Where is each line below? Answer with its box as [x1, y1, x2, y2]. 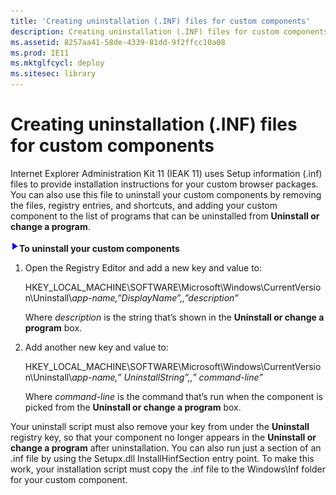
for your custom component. [10, 473, 128, 485]
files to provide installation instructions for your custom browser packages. [10, 178, 319, 190]
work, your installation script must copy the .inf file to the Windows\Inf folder [10, 463, 326, 475]
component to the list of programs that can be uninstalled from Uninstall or [10, 210, 320, 222]
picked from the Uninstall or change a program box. [24, 401, 242, 413]
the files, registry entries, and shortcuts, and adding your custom [10, 199, 278, 211]
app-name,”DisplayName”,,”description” [71, 291, 239, 304]
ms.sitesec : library [10, 69, 97, 79]
